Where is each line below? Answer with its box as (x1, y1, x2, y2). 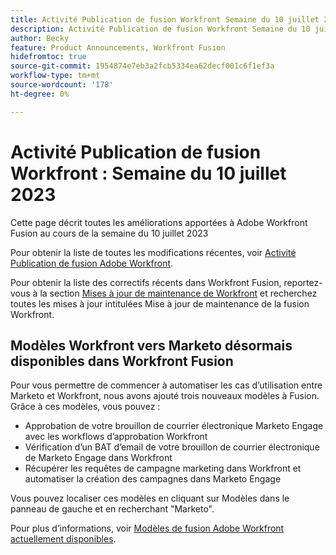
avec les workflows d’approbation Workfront (24, 431, 208, 443)
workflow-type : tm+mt (10, 71, 101, 81)
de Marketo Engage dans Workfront (24, 452, 173, 464)
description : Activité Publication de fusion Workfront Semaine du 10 (10, 24, 311, 34)
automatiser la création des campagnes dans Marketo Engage (24, 473, 282, 485)
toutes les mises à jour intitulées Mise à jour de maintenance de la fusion (10, 297, 310, 310)
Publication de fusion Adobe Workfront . (10, 257, 174, 269)
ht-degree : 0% (10, 89, 70, 99)
